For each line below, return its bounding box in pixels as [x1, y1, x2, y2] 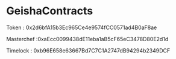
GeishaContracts [6, 4, 93, 18]
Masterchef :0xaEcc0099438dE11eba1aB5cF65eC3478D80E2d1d [6, 35, 169, 42]
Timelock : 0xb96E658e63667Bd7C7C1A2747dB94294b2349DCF [6, 46, 171, 54]
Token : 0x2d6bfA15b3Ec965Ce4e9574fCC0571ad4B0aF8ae [6, 24, 157, 31]
